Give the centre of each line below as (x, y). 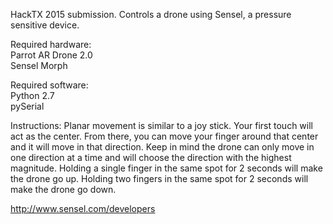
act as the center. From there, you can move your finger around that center (164, 136)
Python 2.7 (32, 95)
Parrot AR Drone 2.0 (51, 55)
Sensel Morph (39, 65)
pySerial (27, 106)
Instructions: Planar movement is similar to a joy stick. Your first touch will (161, 125)
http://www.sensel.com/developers (83, 208)
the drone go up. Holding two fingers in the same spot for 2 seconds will (159, 178)
